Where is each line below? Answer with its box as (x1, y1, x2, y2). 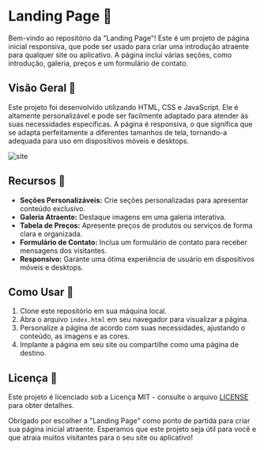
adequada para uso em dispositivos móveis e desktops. (8, 136, 190, 146)
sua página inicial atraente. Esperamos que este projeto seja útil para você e (8, 425, 257, 434)
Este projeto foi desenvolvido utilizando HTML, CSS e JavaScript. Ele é (8, 102, 239, 112)
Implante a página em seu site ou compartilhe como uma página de (19, 340, 239, 350)
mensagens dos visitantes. (19, 245, 107, 255)
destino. (19, 348, 47, 358)
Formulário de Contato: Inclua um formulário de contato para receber (19, 237, 247, 247)
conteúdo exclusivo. (19, 203, 85, 213)
